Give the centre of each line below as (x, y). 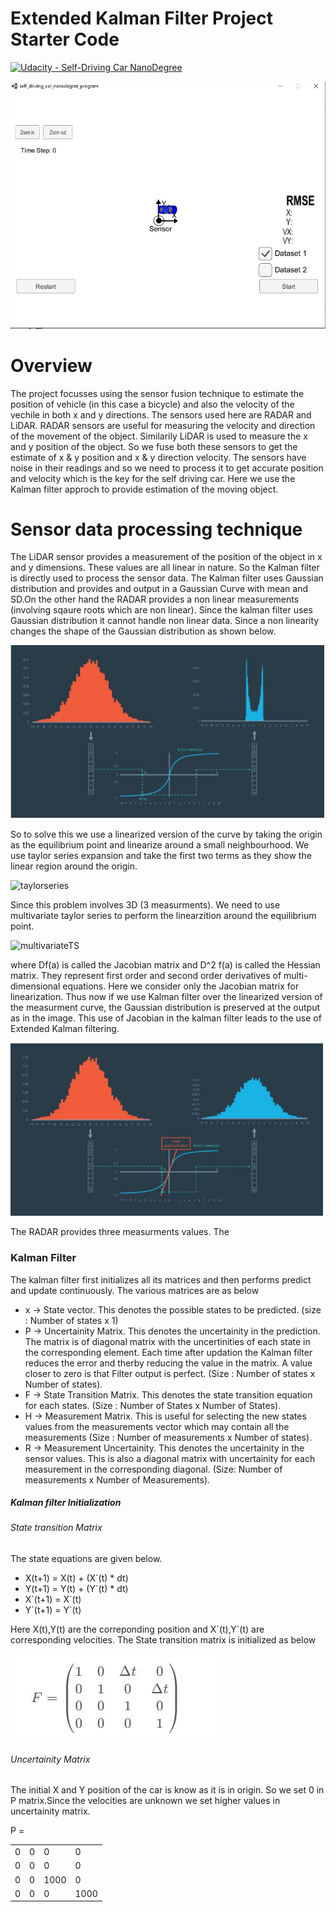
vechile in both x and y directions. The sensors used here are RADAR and (161, 414)
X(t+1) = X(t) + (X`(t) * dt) (76, 1578)
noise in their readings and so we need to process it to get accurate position (167, 468)
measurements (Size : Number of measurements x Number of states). (168, 1437)
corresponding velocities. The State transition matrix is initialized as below (163, 1640)
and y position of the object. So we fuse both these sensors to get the (154, 446)
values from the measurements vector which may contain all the (157, 1426)
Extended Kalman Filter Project (141, 18)
